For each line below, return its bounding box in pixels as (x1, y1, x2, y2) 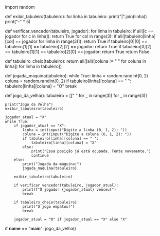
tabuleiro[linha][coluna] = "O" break (5, 83, 77, 89)
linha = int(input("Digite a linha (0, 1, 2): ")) (22, 127, 127, 132)
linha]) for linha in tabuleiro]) (5, 63, 62, 69)
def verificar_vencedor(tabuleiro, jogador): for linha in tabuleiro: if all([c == (5, 28, 154, 34)
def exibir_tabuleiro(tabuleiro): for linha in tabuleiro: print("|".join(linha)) (5, 14, 147, 19)
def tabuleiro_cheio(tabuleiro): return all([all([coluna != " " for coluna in (5, 58, 146, 64)
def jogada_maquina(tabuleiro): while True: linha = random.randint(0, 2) (5, 73, 148, 78)
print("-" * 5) (5, 19, 31, 24)
